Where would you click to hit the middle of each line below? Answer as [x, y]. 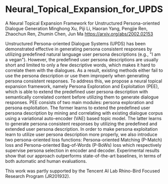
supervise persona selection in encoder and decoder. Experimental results [82, 150]
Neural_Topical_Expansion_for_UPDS [84, 9]
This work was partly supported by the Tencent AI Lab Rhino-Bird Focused [82, 171]
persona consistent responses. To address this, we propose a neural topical [84, 81]
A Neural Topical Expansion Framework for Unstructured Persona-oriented [82, 23]
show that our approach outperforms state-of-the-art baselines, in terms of [83, 156]
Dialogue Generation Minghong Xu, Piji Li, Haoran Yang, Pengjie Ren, [76, 28]
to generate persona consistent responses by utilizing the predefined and [81, 124]
